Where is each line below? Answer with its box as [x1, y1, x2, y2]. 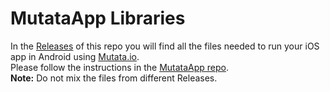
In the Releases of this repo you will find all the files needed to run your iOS [10, 40, 320, 52]
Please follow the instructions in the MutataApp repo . [10, 61, 230, 73]
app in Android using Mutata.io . [10, 50, 140, 62]
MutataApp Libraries [10, 7, 186, 30]
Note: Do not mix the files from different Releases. [10, 72, 218, 84]
